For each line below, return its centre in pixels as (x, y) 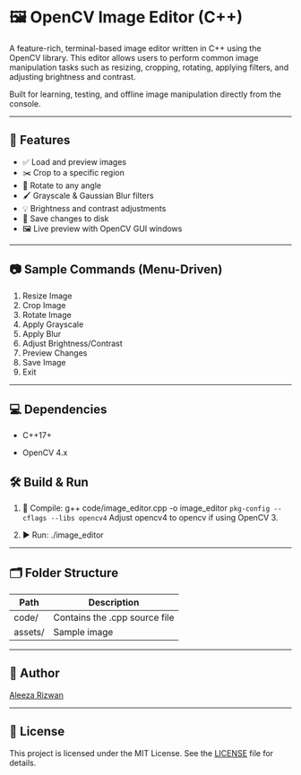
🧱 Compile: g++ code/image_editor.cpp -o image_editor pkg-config (146, 508)
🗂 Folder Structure (64, 573)
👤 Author (34, 673)
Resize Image (47, 296)
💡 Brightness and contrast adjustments (94, 208)
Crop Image (44, 305)
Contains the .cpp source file (114, 617)
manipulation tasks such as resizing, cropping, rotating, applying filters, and (149, 67)
